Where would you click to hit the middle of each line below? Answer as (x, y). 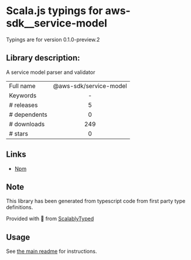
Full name (23, 86)
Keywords (23, 95)
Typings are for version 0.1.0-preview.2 (53, 39)
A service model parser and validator (51, 72)
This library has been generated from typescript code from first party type (96, 201)
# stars (18, 133)
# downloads (27, 124)
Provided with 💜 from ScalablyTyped (50, 219)
